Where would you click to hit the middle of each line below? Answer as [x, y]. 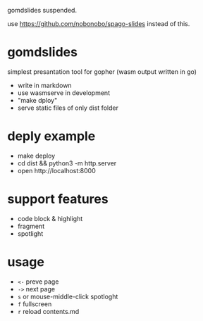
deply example [51, 136]
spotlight [30, 233]
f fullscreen [35, 304]
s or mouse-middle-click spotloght [68, 296]
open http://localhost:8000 [57, 170]
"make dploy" [37, 100]
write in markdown [44, 85]
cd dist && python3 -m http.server [67, 163]
